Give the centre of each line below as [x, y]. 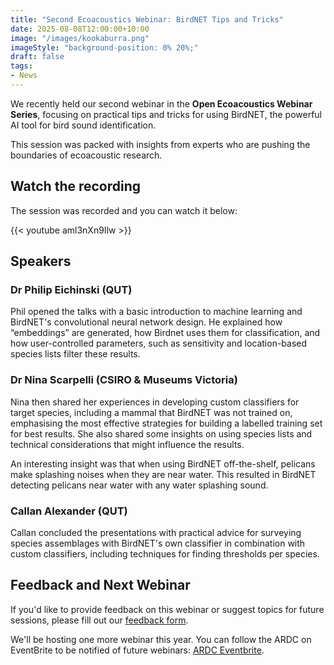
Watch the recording [76, 186]
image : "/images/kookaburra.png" [80, 38]
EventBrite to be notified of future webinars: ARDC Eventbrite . [137, 650]
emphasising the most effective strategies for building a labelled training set [166, 423]
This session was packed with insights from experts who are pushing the [160, 144]
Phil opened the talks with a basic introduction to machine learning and [156, 312]
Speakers [41, 261]
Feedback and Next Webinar [100, 585]
